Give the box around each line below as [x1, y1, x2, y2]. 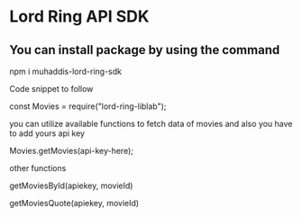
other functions [9, 163, 67, 173]
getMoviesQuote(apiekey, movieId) [9, 198, 140, 208]
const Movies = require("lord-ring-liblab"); [9, 101, 167, 112]
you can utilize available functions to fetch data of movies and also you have [9, 119, 293, 129]
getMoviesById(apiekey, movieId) [9, 180, 133, 191]
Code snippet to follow [9, 84, 94, 94]
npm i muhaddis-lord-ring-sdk [9, 66, 122, 77]
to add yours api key [9, 128, 86, 139]
